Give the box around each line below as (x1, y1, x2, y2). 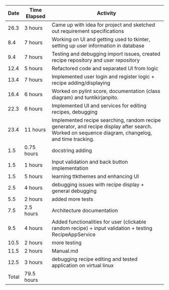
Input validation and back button (52, 159, 128, 165)
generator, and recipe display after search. (52, 123, 152, 130)
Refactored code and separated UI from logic (52, 65, 158, 72)
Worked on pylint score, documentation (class (52, 88, 160, 94)
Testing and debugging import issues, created (52, 51, 160, 57)
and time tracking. (52, 136, 95, 142)
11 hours (24, 126, 46, 133)
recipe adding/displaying (52, 79, 111, 86)
